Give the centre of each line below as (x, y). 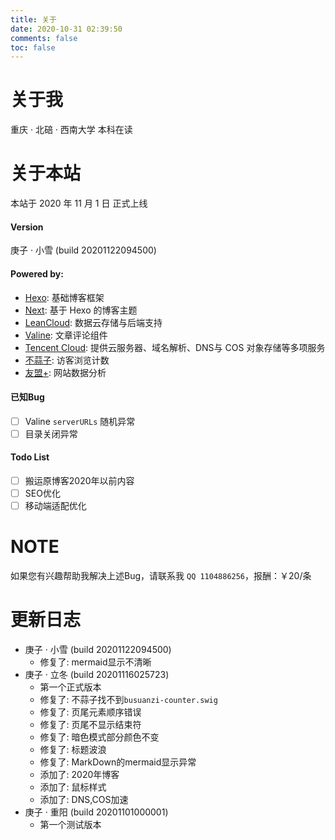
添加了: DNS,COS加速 (84, 800)
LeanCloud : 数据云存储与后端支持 (93, 322)
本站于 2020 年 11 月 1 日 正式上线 (79, 203)
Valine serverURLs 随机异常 (80, 421)
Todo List (30, 457)
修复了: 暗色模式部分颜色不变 (99, 737)
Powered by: (37, 273)
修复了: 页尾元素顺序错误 (90, 712)
